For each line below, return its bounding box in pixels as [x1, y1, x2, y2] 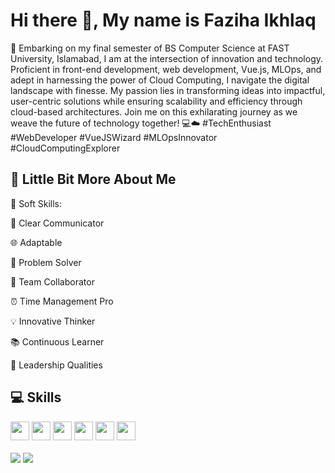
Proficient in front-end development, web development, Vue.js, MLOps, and [10, 63, 322, 75]
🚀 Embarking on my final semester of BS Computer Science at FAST [10, 42, 290, 54]
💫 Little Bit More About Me [10, 171, 177, 188]
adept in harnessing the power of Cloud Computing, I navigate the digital [10, 74, 310, 86]
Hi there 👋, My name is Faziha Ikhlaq [10, 9, 317, 32]
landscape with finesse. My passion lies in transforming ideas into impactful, [10, 84, 326, 96]
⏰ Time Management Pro [10, 295, 114, 307]
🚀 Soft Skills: [10, 197, 62, 209]
